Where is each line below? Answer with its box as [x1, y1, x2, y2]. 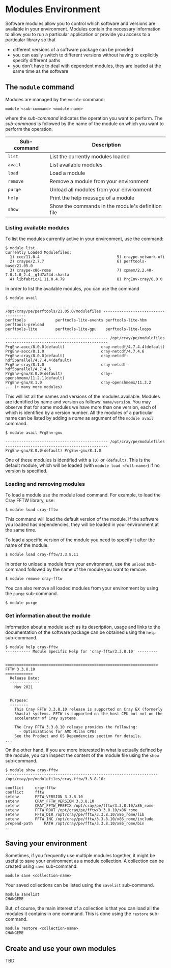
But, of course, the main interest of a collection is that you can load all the [5, 905, 160, 912]
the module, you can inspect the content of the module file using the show [5, 752, 159, 758]
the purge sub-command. [5, 591, 59, 597]
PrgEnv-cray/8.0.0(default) [5, 354, 65, 359]
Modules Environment [5, 4, 101, 15]
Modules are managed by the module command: [5, 96, 105, 102]
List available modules [49, 161, 103, 168]
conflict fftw [5, 789, 44, 795]
